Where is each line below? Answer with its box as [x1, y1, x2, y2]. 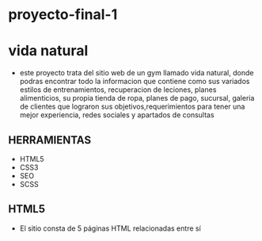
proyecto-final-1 [8, 6, 118, 24]
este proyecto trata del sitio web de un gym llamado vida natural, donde [19, 68, 254, 78]
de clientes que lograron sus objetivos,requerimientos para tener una [19, 101, 245, 112]
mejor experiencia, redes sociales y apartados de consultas [19, 110, 215, 120]
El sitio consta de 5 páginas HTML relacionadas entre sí [19, 224, 202, 233]
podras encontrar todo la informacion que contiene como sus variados [19, 77, 250, 86]
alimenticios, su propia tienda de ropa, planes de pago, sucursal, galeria [19, 94, 255, 103]
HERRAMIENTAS [8, 133, 92, 147]
